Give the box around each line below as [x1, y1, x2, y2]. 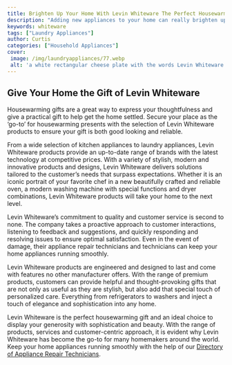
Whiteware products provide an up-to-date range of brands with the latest [7, 148, 219, 156]
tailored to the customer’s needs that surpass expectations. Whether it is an [7, 170, 222, 178]
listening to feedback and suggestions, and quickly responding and [7, 227, 199, 236]
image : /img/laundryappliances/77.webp [10, 55, 126, 62]
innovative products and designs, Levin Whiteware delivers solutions [7, 163, 202, 171]
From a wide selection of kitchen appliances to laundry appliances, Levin [7, 141, 214, 149]
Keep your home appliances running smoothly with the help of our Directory [7, 343, 223, 351]
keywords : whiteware [7, 23, 67, 30]
